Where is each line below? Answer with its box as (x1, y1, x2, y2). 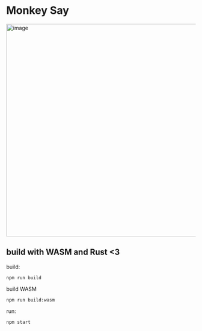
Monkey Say (6, 4, 69, 17)
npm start (6, 319, 31, 325)
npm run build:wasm (6, 297, 55, 303)
